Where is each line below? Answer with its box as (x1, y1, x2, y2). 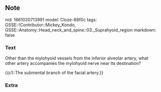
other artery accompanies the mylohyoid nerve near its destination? (5, 61, 141, 66)
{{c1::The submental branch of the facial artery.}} (5, 70, 103, 76)
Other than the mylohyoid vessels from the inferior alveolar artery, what (5, 55, 149, 61)
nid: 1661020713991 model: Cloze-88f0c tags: (5, 16, 97, 22)
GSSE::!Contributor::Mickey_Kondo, (5, 22, 76, 28)
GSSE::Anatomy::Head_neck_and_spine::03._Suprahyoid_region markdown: (5, 27, 157, 33)
